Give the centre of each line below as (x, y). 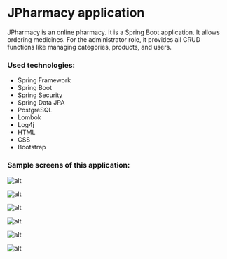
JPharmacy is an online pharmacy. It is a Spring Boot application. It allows (114, 32)
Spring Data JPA (41, 103)
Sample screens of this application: (69, 165)
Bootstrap (32, 147)
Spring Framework (44, 80)
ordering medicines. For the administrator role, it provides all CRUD (104, 39)
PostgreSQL (35, 110)
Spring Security (40, 95)
